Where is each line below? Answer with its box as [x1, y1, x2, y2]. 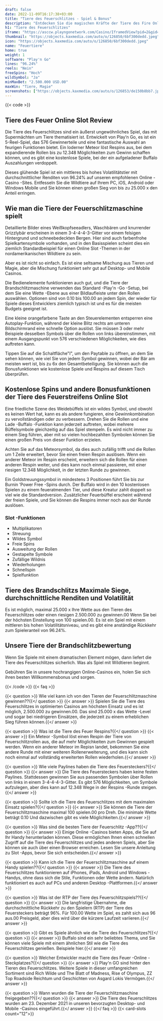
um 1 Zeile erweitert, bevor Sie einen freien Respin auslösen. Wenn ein [5, 451, 146, 457]
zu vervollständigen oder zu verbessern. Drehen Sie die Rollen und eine [5, 416, 148, 422]
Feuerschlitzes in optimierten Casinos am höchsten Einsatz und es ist [5, 703, 144, 709]
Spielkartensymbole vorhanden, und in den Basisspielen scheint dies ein [5, 241, 150, 246]
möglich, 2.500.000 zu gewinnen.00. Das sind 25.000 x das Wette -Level [5, 708, 151, 714]
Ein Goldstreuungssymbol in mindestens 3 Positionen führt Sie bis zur [5, 476, 145, 482]
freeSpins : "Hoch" [5, 71, 42, 75]
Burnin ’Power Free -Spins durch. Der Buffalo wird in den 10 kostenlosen [5, 482, 149, 487]
